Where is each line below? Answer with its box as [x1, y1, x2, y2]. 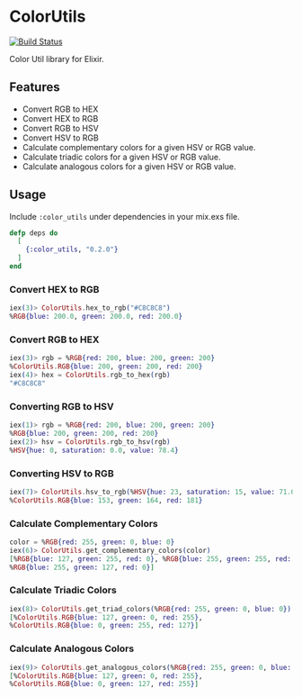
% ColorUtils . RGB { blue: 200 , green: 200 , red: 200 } [9, 362, 203, 371]
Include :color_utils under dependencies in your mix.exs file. [9, 211, 240, 222]
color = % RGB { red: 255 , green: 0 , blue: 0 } [9, 538, 175, 547]
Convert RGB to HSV [22, 122, 99, 133]
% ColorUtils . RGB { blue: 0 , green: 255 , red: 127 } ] [9, 621, 200, 630]
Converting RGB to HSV [9, 400, 114, 412]
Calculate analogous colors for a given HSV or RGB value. [22, 160, 236, 172]
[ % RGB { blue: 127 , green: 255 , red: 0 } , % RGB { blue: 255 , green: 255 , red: [9, 554, 292, 564]
